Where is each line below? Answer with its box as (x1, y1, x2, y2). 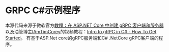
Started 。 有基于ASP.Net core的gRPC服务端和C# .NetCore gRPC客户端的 (5, 35, 159, 41)
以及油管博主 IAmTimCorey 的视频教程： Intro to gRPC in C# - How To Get (5, 28, 157, 34)
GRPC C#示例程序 (5, 5, 80, 16)
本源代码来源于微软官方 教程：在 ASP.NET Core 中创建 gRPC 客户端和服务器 (5, 22, 164, 28)
